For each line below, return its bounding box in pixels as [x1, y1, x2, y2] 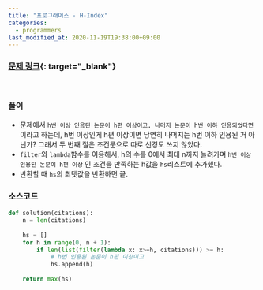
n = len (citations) [22, 217, 87, 225]
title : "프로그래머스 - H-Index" [8, 11, 108, 20]
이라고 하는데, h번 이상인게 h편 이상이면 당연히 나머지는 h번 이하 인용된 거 [19, 129, 247, 139]
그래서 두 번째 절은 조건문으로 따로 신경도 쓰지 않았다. [38, 139, 203, 149]
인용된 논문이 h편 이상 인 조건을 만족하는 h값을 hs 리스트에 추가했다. [19, 159, 223, 169]
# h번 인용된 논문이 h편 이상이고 [50, 253, 145, 261]
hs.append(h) [50, 261, 93, 269]
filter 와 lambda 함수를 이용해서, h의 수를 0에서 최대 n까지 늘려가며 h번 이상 [19, 149, 252, 158]
